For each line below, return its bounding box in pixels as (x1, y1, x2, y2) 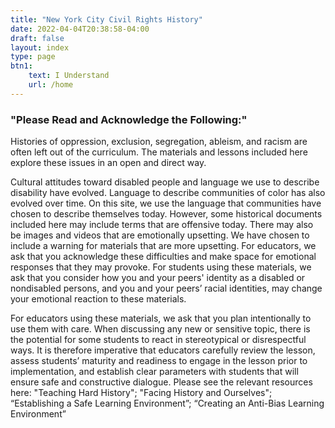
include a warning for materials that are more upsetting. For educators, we (10, 240, 317, 252)
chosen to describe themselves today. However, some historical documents (10, 208, 323, 220)
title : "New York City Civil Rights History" (10, 14, 203, 25)
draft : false (10, 33, 65, 43)
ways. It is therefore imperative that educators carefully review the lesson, (10, 344, 316, 356)
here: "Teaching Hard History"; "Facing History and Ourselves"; (10, 387, 273, 399)
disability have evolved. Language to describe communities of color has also (10, 187, 326, 199)
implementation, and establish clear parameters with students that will (10, 366, 299, 378)
